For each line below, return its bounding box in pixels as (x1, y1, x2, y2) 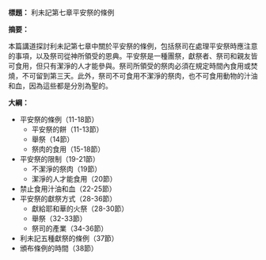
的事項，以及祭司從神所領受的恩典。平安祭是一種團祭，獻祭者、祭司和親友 (8, 52, 251, 60)
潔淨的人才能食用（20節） (31, 174, 117, 183)
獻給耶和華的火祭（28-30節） (31, 204, 129, 213)
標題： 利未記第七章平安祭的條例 (8, 8, 115, 17)
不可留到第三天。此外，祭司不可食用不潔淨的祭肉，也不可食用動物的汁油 (21, 71, 258, 80)
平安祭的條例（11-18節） (19, 115, 99, 124)
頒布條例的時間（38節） (19, 243, 99, 253)
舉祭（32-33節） (31, 214, 87, 223)
